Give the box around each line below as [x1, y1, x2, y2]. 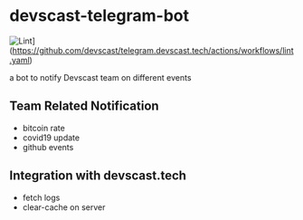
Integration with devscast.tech [9, 168, 187, 184]
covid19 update [22, 132, 80, 143]
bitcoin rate [22, 122, 65, 133]
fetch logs [22, 192, 61, 203]
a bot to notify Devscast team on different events [9, 72, 192, 82]
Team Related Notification [9, 99, 160, 114]
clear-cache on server [22, 201, 106, 213]
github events [22, 141, 74, 152]
